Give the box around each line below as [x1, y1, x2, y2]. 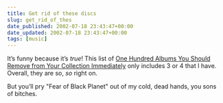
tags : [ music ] [7, 36, 48, 43]
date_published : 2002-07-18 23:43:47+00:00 [7, 23, 134, 30]
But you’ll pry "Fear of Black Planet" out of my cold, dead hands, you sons [7, 82, 217, 91]
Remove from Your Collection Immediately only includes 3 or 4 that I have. [7, 62, 217, 70]
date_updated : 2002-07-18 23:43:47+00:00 [7, 29, 128, 36]
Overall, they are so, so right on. [7, 69, 98, 78]
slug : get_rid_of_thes [7, 16, 72, 23]
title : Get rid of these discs [7, 10, 97, 17]
